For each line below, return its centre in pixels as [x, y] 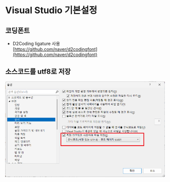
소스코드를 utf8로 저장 [38, 72]
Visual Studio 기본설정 [51, 10]
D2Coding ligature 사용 [36, 44]
